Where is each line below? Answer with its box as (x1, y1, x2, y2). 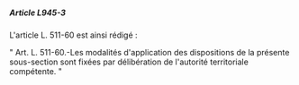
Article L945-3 (9, 7, 66, 18)
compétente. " (9, 65, 63, 76)
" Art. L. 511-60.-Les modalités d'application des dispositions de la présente (9, 47, 290, 57)
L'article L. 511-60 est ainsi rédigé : (9, 30, 138, 40)
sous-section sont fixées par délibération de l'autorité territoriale (9, 56, 249, 67)
